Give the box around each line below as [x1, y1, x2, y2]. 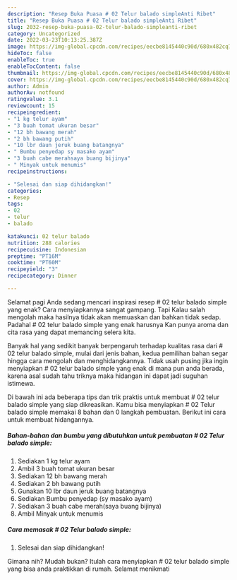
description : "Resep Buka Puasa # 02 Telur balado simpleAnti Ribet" [7, 10, 217, 18]
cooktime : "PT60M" [7, 259, 61, 266]
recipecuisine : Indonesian [7, 246, 87, 253]
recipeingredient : [7, 109, 61, 116]
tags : [7, 201, 23, 208]
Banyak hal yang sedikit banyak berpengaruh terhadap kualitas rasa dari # [7, 341, 224, 350]
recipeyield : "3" [7, 266, 59, 273]
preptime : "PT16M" [7, 252, 61, 260]
